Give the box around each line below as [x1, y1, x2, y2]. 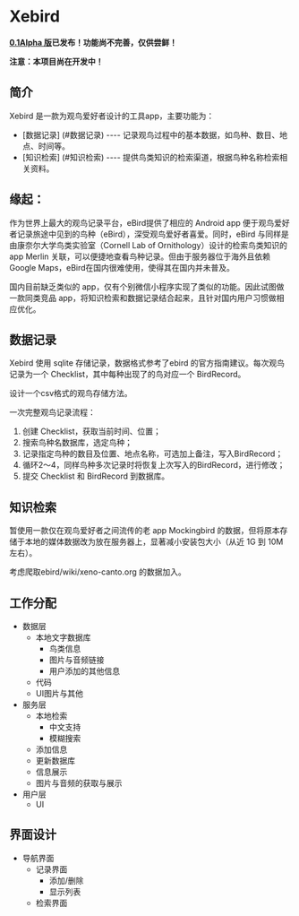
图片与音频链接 [48, 654, 105, 665]
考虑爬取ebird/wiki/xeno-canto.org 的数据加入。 [9, 566, 186, 577]
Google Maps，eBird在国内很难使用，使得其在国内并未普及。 [9, 262, 235, 272]
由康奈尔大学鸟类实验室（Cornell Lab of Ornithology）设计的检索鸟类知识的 [9, 239, 288, 250]
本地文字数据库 [35, 632, 91, 643]
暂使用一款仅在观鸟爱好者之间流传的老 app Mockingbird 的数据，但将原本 [9, 525, 280, 536]
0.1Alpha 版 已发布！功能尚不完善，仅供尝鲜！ [9, 37, 177, 48]
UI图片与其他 [35, 688, 83, 698]
